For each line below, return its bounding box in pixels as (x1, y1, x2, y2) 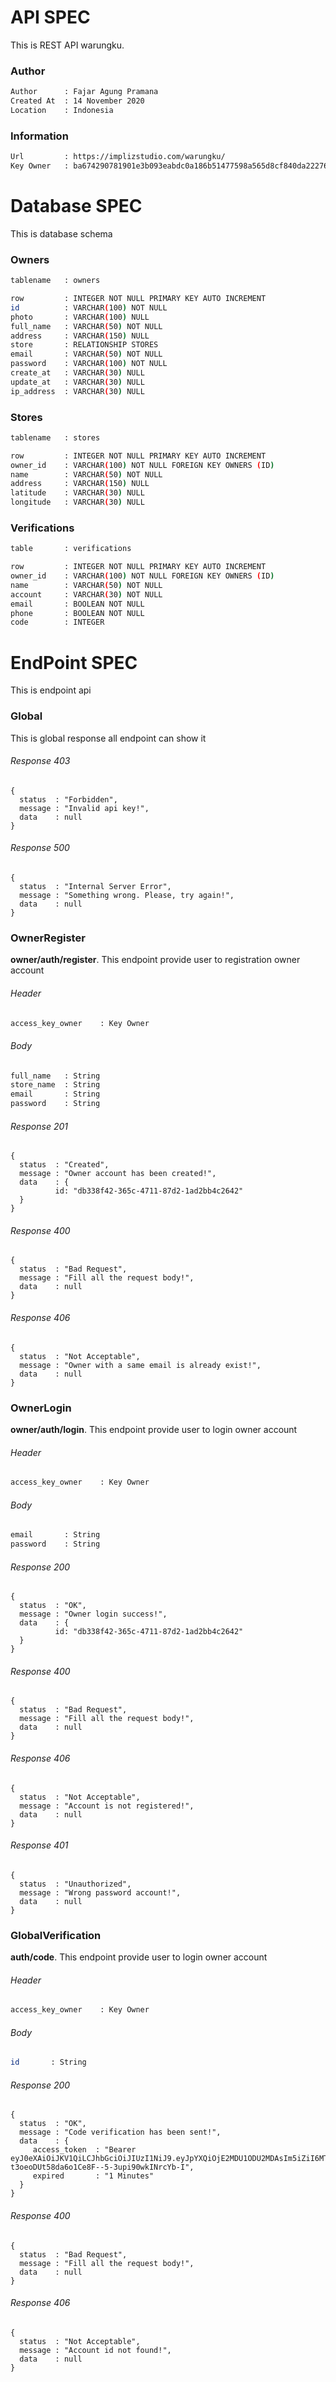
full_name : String (10, 1071, 101, 1081)
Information (10, 129, 69, 143)
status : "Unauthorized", (19, 1879, 132, 1889)
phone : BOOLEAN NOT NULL (10, 608, 145, 618)
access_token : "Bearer (32, 2145, 137, 2155)
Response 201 (10, 1120, 68, 1132)
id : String (10, 2057, 87, 2068)
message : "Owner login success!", (19, 1609, 168, 1620)
